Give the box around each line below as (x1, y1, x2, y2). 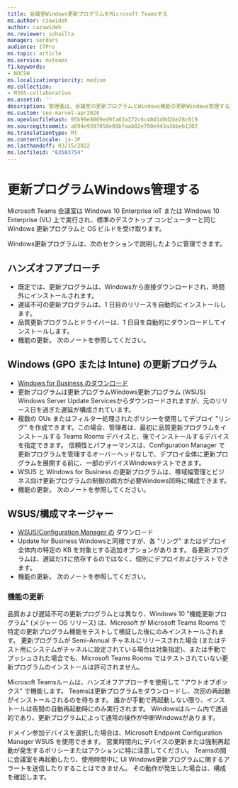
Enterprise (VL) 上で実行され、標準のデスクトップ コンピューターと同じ (7, 215, 217, 224)
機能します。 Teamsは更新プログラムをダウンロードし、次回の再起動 (30, 686, 231, 695)
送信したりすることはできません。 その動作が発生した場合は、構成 (31, 764, 227, 772)
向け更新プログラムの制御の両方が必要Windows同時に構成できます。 (30, 476, 230, 485)
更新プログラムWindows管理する (7, 182, 200, 198)
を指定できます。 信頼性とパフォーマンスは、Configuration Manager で (17, 441, 225, 449)
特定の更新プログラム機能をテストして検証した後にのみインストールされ (7, 627, 218, 635)
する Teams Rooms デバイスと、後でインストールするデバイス (48, 432, 229, 440)
